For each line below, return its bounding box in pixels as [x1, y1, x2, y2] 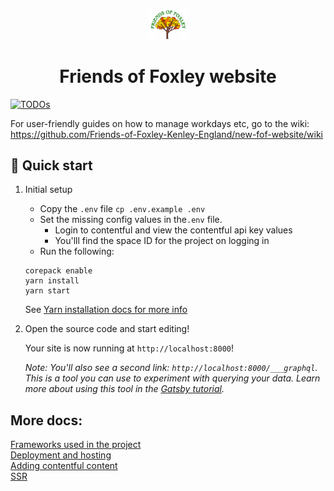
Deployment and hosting [10, 449, 112, 461]
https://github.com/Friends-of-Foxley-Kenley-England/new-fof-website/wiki [10, 128, 324, 140]
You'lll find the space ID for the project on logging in [54, 235, 270, 247]
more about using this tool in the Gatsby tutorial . [24, 383, 225, 395]
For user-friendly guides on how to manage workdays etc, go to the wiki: [10, 117, 310, 129]
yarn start [24, 286, 71, 296]
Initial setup [24, 184, 73, 196]
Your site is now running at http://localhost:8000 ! [24, 342, 234, 354]
